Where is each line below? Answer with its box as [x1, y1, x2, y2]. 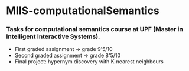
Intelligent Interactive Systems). [6, 32, 100, 40]
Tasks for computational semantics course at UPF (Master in [6, 25, 183, 33]
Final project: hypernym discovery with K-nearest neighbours [14, 58, 164, 65]
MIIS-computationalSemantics [6, 4, 159, 18]
